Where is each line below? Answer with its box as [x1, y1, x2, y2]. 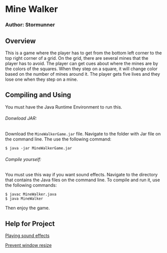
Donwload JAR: [5, 116, 37, 122]
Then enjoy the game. [5, 205, 50, 211]
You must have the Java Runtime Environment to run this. [5, 104, 123, 110]
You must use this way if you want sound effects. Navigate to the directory [5, 172, 158, 178]
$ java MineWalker [5, 196, 43, 201]
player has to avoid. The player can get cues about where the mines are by [5, 60, 158, 66]
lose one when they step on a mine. [5, 76, 78, 82]
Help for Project [5, 219, 55, 228]
